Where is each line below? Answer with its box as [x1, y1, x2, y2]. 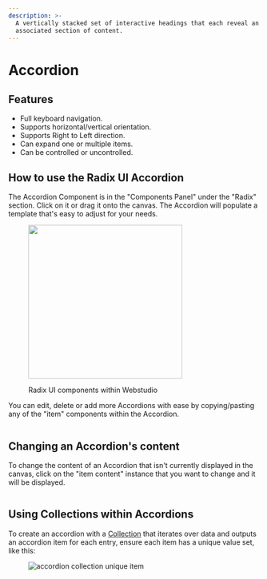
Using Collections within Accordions [8, 508, 194, 521]
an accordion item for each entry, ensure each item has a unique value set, [8, 537, 255, 547]
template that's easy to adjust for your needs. [8, 209, 158, 219]
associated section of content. [15, 26, 124, 34]
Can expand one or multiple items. [19, 139, 133, 149]
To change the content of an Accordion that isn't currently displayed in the [8, 461, 253, 470]
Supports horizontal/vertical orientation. [19, 122, 152, 132]
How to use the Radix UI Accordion [8, 171, 184, 184]
